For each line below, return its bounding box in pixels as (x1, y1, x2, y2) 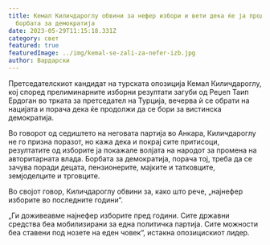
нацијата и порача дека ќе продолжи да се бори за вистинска (8, 104, 223, 113)
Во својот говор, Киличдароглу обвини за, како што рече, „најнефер (8, 186, 243, 196)
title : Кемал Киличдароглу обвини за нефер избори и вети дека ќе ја (8, 11, 247, 20)
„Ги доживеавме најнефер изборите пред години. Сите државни (8, 210, 231, 220)
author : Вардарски (8, 57, 70, 65)
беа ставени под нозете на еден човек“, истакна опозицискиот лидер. (8, 227, 250, 237)
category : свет (8, 34, 59, 43)
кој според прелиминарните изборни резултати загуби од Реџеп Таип (8, 87, 249, 96)
